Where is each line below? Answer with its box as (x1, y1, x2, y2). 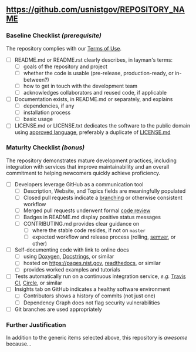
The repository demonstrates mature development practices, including (6, 157, 177, 164)
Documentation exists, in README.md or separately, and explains (14, 96, 173, 102)
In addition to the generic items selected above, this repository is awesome (6, 334, 188, 341)
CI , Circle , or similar (14, 279, 63, 287)
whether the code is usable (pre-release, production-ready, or (23, 69, 174, 76)
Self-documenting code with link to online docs (14, 246, 129, 253)
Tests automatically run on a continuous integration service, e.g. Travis (14, 273, 186, 280)
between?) (23, 76, 50, 83)
